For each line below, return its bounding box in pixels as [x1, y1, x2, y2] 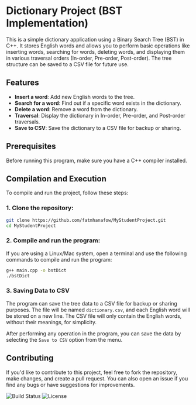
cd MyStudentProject [6, 222, 57, 229]
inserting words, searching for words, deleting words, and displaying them [6, 48, 185, 55]
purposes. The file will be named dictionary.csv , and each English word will [6, 306, 190, 313]
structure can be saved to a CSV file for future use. [6, 60, 129, 68]
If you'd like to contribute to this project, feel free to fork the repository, [6, 369, 178, 376]
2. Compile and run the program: [6, 236, 101, 245]
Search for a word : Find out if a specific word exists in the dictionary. [14, 99, 181, 107]
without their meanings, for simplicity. [6, 318, 97, 325]
